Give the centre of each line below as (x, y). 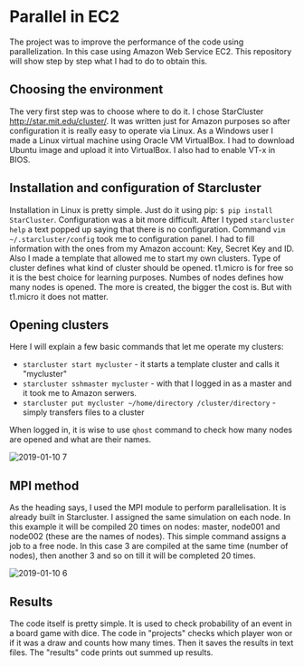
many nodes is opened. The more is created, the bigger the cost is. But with (151, 286)
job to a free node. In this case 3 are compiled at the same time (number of (149, 546)
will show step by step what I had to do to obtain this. (109, 61)
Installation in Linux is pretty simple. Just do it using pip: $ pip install (141, 209)
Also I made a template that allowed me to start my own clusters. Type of (145, 258)
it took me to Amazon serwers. (80, 393)
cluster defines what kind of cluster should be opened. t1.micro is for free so (152, 267)
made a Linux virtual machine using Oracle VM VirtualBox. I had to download (152, 140)
